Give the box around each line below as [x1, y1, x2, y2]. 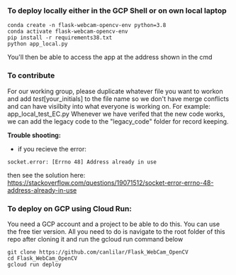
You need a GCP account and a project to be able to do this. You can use [7, 220, 220, 228]
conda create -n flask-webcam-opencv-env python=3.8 [7, 22, 167, 29]
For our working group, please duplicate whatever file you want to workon [7, 87, 223, 95]
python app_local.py [7, 41, 69, 48]
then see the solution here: [7, 171, 86, 179]
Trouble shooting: [7, 131, 62, 139]
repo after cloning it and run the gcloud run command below [7, 234, 184, 243]
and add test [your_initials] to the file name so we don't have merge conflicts [7, 95, 229, 103]
